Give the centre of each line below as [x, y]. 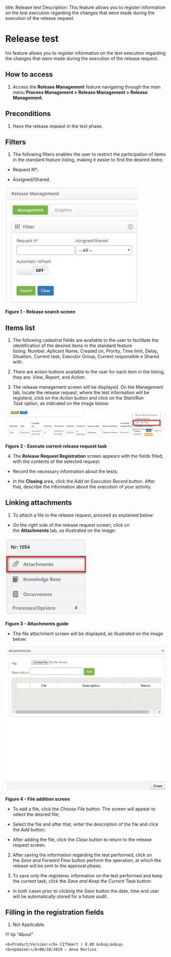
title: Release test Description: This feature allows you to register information [85, 7]
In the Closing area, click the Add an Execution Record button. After [84, 481]
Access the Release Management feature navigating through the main [87, 87]
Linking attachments [39, 503]
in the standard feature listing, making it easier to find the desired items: [88, 160]
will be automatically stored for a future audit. [60, 896]
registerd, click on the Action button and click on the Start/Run [78, 398]
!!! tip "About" [19, 935]
